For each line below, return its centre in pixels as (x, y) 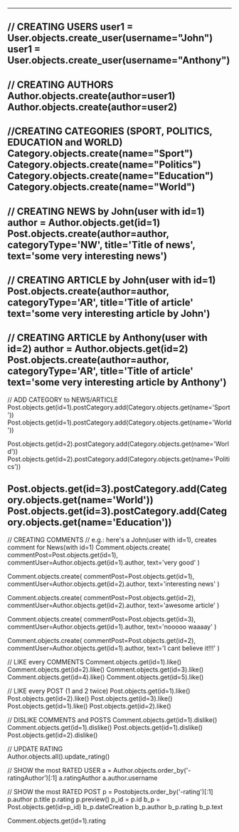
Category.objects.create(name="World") (101, 187)
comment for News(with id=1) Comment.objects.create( (89, 547)
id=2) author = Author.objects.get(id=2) (98, 349)
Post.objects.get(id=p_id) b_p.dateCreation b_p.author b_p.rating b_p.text (115, 806)
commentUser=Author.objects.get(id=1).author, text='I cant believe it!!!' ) (114, 648)
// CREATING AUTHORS (60, 85)
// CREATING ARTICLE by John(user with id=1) (112, 280)
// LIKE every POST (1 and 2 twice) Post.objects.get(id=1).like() (99, 691)
